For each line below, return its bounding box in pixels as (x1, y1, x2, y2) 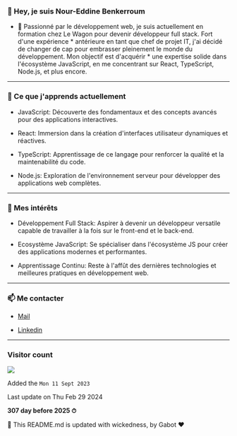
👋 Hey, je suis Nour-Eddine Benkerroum (7, 6, 146, 16)
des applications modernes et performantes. (17, 247, 147, 256)
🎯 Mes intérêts (7, 202, 58, 212)
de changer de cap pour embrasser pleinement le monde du (17, 45, 193, 54)
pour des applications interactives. (17, 115, 119, 123)
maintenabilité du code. (17, 157, 86, 166)
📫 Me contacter (7, 293, 64, 303)
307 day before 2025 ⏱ (7, 406, 77, 415)
